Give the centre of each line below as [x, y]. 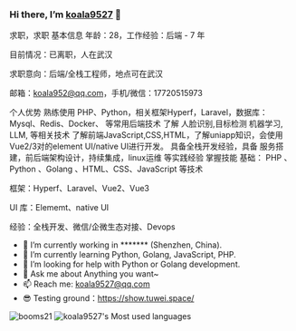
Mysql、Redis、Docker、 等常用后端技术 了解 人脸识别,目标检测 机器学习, [146, 124]
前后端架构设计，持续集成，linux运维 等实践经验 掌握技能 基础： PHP [153, 158]
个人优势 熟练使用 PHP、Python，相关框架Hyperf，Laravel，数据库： [139, 112]
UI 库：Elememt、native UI [59, 208]
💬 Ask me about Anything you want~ [91, 274]
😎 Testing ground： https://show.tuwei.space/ [108, 298]
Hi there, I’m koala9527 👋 [66, 15]
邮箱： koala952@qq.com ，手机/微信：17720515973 [106, 93]
